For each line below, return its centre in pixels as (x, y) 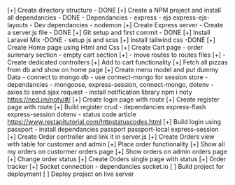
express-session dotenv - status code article (72, 114)
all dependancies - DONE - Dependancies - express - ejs (89, 18)
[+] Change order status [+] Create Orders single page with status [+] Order (116, 159)
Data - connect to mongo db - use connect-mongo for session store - (108, 77)
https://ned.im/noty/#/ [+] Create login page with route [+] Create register (114, 100)
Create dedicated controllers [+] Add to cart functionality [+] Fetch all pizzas (117, 62)
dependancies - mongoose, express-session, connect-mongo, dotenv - (111, 84)
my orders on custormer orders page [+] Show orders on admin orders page (117, 151)
